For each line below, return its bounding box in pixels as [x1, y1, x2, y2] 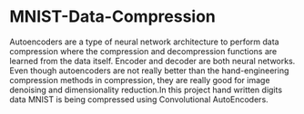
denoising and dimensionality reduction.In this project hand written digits [9, 84, 283, 95]
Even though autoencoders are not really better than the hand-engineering [9, 65, 289, 76]
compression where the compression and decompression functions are [9, 45, 278, 56]
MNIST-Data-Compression [9, 6, 217, 27]
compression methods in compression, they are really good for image [9, 74, 270, 85]
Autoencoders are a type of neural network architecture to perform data [9, 36, 279, 47]
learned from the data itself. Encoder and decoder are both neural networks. [9, 55, 296, 66]
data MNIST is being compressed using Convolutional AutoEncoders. [9, 93, 269, 105]
